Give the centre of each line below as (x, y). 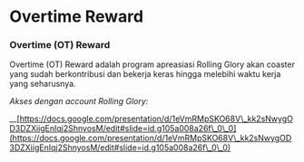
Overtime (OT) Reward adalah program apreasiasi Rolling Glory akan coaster (152, 64)
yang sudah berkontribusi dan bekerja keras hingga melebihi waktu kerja (145, 74)
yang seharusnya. (43, 84)
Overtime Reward (76, 17)
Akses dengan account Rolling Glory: (79, 101)
